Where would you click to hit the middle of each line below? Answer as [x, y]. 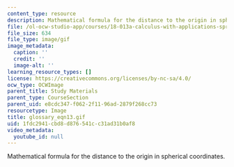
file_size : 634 [29, 33]
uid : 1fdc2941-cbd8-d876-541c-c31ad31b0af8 [71, 124]
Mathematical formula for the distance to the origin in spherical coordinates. [116, 157]
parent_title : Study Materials [53, 91]
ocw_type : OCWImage [36, 85]
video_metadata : [31, 130]
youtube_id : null [39, 136]
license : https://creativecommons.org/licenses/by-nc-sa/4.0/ [99, 78]
